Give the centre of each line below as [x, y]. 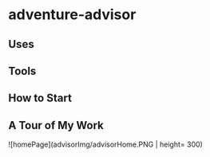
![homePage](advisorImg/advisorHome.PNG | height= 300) [106, 144]
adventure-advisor [72, 15]
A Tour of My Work [56, 125]
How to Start [40, 98]
